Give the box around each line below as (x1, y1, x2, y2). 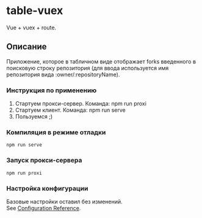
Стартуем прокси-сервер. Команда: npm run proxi (15, 100, 146, 107)
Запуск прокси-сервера (6, 156, 82, 165)
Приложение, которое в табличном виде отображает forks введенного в (6, 57, 197, 65)
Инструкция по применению (6, 86, 97, 95)
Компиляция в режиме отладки (6, 128, 106, 136)
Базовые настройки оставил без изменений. (6, 198, 123, 205)
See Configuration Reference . (6, 204, 81, 211)
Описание (6, 42, 47, 52)
